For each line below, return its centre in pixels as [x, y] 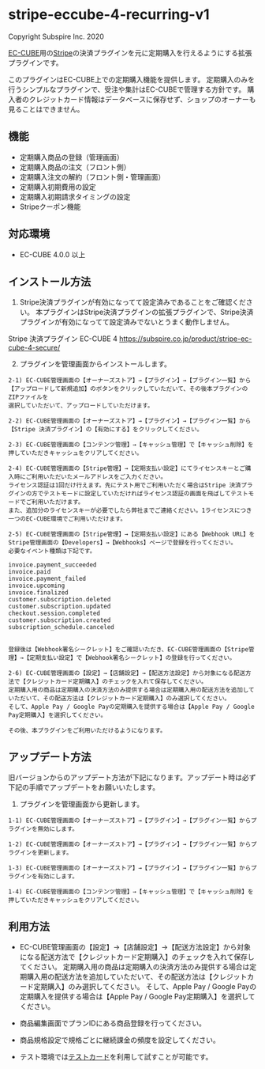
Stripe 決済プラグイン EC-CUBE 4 [63, 339]
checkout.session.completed [54, 614]
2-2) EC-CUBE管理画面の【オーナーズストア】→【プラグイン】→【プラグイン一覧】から [130, 421]
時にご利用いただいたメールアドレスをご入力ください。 [90, 477]
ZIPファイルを [28, 397]
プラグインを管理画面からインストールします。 [95, 364]
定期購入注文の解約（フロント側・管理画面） [92, 176]
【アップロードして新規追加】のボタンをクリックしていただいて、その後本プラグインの [128, 389]
